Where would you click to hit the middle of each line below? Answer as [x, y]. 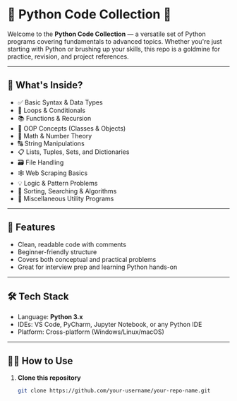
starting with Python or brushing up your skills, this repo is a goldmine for [114, 49]
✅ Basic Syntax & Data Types [60, 102]
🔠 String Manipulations [51, 143]
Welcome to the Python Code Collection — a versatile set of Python [107, 34]
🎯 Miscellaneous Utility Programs [66, 198]
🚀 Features [31, 228]
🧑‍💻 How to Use [40, 360]
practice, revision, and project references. [68, 56]
